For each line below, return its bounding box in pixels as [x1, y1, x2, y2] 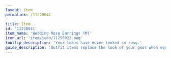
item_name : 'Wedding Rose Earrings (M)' [5, 31, 93, 36]
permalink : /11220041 [5, 12, 51, 17]
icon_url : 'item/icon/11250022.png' [5, 36, 83, 41]
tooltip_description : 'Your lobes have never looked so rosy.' [5, 40, 142, 46]
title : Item [5, 21, 31, 26]
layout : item [5, 7, 33, 13]
